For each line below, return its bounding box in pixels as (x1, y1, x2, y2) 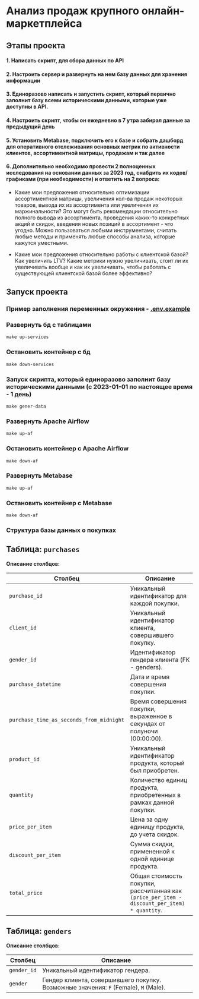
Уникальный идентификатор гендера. (42, 966, 150, 974)
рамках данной (130, 798, 175, 806)
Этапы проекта (6, 40, 66, 51)
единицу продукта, (130, 822, 185, 831)
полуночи (130, 727, 158, 735)
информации (6, 77, 40, 84)
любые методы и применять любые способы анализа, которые (14, 233, 176, 240)
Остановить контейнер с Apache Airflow (6, 445, 129, 453)
